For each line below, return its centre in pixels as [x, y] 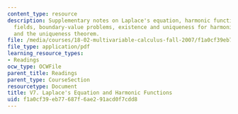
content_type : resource [42, 14]
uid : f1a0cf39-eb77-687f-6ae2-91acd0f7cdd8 [73, 100]
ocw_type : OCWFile [34, 67]
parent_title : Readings [42, 73]
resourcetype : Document [42, 86]
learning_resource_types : [45, 54]
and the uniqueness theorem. [57, 34]
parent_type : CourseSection [49, 80]
